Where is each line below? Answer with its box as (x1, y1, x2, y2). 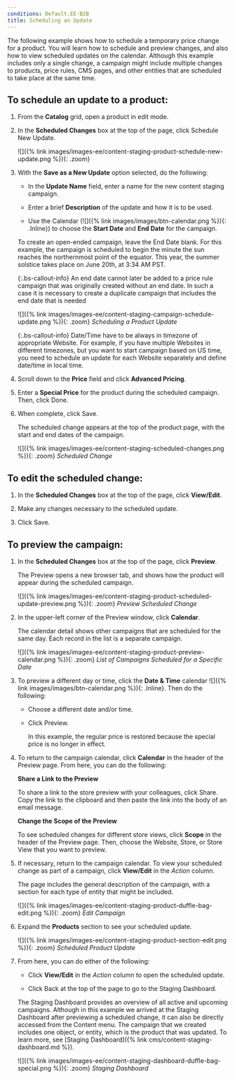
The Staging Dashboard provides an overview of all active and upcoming (17, 997, 228, 1007)
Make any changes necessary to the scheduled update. (17, 505, 178, 513)
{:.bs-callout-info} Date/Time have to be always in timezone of (17, 332, 198, 340)
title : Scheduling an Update (7, 17, 93, 24)
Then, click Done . (17, 396, 69, 405)
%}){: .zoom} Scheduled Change (17, 452, 113, 460)
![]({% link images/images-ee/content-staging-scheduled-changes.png (17, 444, 224, 453)
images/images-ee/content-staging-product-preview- (48, 648, 205, 656)
